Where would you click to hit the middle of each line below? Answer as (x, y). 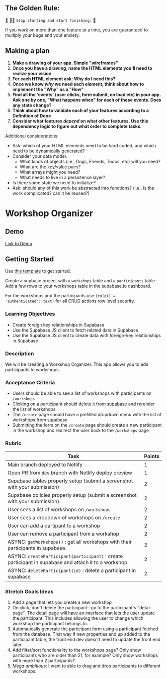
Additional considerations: (32, 136)
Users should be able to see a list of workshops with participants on (82, 393)
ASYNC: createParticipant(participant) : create (65, 556)
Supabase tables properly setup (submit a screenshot (70, 481)
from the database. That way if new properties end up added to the (81, 634)
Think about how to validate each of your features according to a (81, 110)
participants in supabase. (37, 548)
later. (18, 645)
